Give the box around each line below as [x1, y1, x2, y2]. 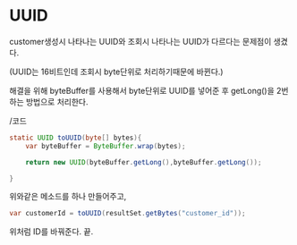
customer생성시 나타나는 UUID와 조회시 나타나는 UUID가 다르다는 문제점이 [9, 36, 272, 46]
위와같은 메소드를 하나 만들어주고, [9, 191, 127, 202]
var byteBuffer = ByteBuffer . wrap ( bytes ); [25, 141, 186, 150]
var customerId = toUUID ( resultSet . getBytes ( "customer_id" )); [9, 209, 246, 218]
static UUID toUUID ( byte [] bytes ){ [9, 133, 142, 142]
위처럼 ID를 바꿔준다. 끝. [9, 226, 94, 237]
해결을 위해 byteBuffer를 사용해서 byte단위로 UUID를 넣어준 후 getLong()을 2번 [9, 85, 289, 96]
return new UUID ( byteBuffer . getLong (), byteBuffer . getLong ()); [25, 157, 262, 166]
